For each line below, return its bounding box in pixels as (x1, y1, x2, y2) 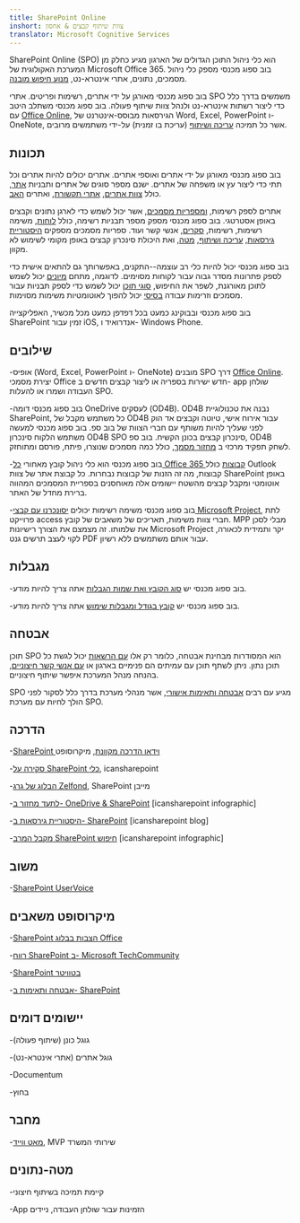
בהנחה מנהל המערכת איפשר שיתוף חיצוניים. (9, 669, 159, 680)
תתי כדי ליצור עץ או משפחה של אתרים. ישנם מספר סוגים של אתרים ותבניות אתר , (9, 179, 282, 189)
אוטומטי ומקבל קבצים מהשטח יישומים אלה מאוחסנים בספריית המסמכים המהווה (9, 477, 279, 488)
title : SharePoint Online (9, 13, 106, 22)
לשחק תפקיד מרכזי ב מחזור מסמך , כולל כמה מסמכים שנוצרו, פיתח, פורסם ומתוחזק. (9, 441, 291, 451)
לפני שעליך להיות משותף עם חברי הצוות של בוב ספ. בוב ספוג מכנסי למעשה (9, 423, 264, 432)
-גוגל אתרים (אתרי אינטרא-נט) (9, 1052, 113, 1062)
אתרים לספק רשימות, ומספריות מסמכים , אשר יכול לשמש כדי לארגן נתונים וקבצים (9, 205, 282, 216)
